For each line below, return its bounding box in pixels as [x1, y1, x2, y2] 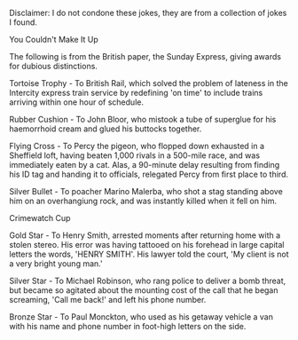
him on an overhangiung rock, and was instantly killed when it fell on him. [9, 195, 278, 206]
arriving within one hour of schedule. [9, 97, 145, 107]
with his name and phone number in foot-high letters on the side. [9, 321, 247, 331]
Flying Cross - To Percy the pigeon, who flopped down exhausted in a [9, 141, 264, 151]
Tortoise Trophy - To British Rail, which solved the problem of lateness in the [9, 78, 288, 88]
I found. [9, 17, 38, 28]
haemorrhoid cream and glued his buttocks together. [9, 123, 202, 134]
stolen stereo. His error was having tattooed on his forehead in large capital [9, 240, 285, 249]
